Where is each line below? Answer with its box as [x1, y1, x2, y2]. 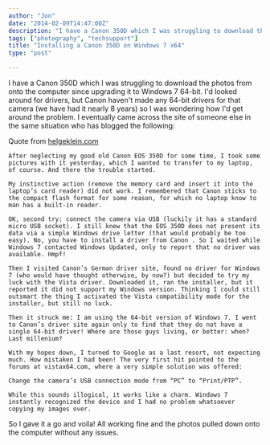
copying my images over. [8, 405, 92, 413]
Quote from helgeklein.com [8, 137, 99, 145]
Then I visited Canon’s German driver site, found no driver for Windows [8, 264, 261, 272]
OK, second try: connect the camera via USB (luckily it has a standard [8, 215, 257, 223]
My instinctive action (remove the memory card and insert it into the [8, 180, 253, 188]
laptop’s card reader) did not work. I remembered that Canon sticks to [8, 187, 257, 195]
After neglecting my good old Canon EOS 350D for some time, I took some [8, 152, 261, 160]
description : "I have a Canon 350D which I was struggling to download [8, 27, 253, 35]
